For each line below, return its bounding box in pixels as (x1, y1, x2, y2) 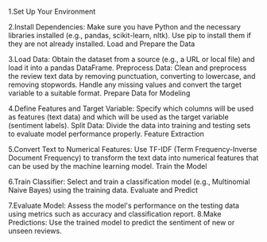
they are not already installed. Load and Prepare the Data (8, 39, 195, 49)
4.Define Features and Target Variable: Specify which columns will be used (8, 103, 254, 113)
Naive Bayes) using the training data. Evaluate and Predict (8, 185, 199, 194)
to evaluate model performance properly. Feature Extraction (8, 129, 204, 139)
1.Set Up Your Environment (8, 7, 96, 16)
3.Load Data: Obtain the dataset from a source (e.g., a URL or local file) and (8, 55, 256, 64)
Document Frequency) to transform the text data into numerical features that (8, 153, 259, 162)
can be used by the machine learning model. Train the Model (8, 162, 207, 170)
